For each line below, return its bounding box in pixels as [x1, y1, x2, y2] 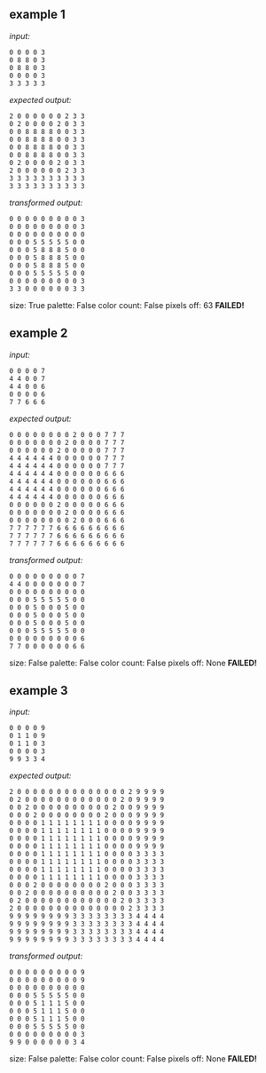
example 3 [9, 683, 68, 698]
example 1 [9, 7, 66, 22]
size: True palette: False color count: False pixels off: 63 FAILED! [9, 299, 246, 310]
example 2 [9, 326, 68, 341]
